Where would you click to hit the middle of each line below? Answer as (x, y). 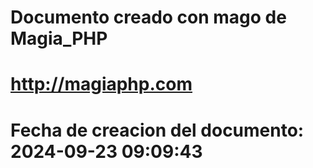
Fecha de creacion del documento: (157, 130)
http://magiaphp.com (101, 84)
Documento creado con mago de (148, 17)
